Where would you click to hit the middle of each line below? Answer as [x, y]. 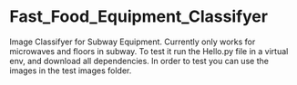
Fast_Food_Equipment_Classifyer [139, 17]
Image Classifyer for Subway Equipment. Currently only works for [133, 42]
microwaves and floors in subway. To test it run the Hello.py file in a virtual [149, 51]
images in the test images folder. [71, 71]
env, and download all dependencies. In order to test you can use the [139, 61]
